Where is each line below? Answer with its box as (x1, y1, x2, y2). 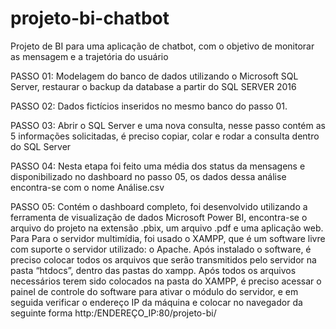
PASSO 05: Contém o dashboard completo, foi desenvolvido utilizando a (10, 200, 308, 212)
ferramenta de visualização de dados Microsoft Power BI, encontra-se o (10, 211, 308, 223)
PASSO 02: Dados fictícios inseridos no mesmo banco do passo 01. (10, 100, 288, 112)
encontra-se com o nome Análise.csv (10, 181, 165, 193)
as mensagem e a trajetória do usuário (10, 50, 169, 62)
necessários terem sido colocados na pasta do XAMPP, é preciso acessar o (10, 275, 322, 287)
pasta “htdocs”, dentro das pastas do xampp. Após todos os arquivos (10, 264, 297, 276)
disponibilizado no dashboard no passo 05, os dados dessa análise (10, 170, 287, 182)
